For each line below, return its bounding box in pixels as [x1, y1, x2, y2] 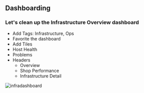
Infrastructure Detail [20, 72, 62, 79]
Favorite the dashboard [12, 35, 61, 41]
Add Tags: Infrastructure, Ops [12, 30, 74, 36]
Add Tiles [12, 41, 33, 47]
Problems [12, 51, 33, 57]
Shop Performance [20, 67, 59, 73]
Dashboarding [5, 4, 51, 12]
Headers [12, 57, 31, 63]
